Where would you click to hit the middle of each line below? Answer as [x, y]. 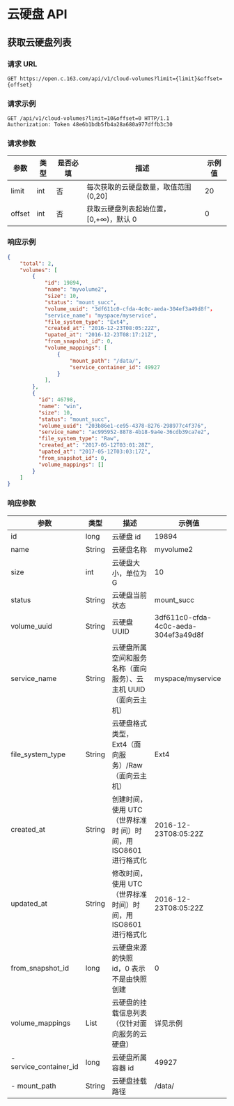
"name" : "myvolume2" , [76, 290]
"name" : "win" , [60, 406]
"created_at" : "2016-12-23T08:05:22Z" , [102, 329]
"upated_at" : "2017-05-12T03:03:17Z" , [94, 452]
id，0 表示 [128, 969]
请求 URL [22, 63]
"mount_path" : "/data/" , [105, 361]
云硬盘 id [126, 537]
